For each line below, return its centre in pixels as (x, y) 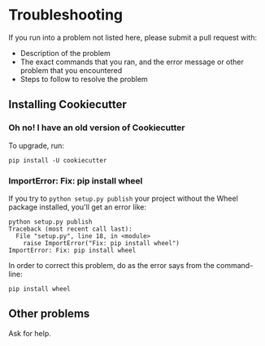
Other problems (49, 314)
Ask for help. (30, 333)
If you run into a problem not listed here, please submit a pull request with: (133, 37)
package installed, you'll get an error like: (78, 207)
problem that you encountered (71, 70)
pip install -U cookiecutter (58, 160)
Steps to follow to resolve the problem (84, 79)
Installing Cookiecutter (68, 104)
